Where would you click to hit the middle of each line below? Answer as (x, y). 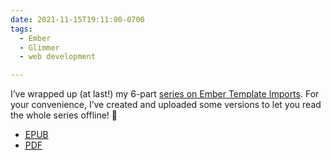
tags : (21, 29)
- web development (58, 57)
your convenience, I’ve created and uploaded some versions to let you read (166, 105)
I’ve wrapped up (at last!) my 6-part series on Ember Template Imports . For (165, 94)
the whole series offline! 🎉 (64, 115)
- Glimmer (39, 47)
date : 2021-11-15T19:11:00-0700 (77, 19)
